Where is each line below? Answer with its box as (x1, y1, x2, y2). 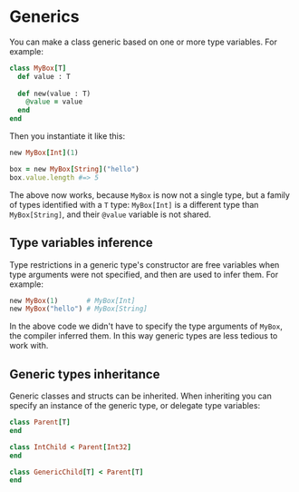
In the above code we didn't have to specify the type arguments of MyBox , (9, 320, 283, 332)
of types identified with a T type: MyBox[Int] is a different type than (9, 199, 259, 210)
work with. (9, 340, 49, 351)
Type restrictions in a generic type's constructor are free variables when (9, 259, 280, 270)
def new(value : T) (17, 89, 92, 98)
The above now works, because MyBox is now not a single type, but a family (9, 189, 290, 201)
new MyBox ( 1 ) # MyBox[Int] (9, 296, 136, 305)
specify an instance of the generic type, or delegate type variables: (9, 400, 261, 411)
